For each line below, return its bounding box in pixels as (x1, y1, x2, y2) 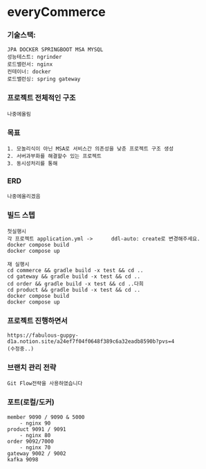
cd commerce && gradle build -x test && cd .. (7, 267, 144, 274)
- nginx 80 (19, 432, 51, 439)
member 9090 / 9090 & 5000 (7, 414, 85, 421)
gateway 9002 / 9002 (7, 450, 67, 457)
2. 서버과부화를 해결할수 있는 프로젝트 (7, 153, 102, 160)
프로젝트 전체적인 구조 (7, 93, 76, 103)
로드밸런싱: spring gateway (7, 76, 81, 83)
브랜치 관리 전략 (7, 362, 57, 372)
